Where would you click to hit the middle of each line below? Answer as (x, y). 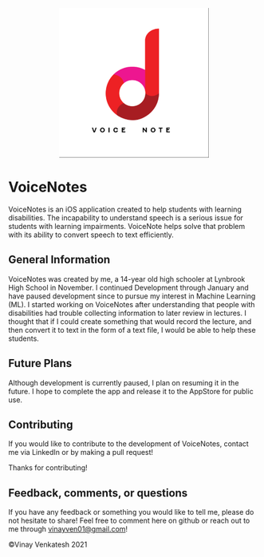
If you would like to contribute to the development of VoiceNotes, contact (128, 444)
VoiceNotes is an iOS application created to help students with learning (125, 209)
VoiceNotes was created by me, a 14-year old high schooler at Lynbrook (127, 278)
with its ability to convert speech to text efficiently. (91, 235)
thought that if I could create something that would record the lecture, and (130, 321)
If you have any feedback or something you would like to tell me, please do (131, 512)
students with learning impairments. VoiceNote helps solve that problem (127, 226)
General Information (59, 260)
